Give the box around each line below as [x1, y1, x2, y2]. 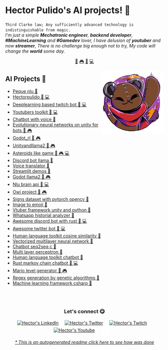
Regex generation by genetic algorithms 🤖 [12, 275, 100, 281]
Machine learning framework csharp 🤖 [12, 280, 92, 286]
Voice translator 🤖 [12, 163, 50, 169]
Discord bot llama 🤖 [12, 157, 53, 163]
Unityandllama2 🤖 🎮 [12, 142, 55, 148]
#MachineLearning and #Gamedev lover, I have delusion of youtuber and [5, 37, 161, 43]
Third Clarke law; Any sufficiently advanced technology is [5, 22, 134, 27]
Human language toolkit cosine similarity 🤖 [12, 232, 101, 239]
